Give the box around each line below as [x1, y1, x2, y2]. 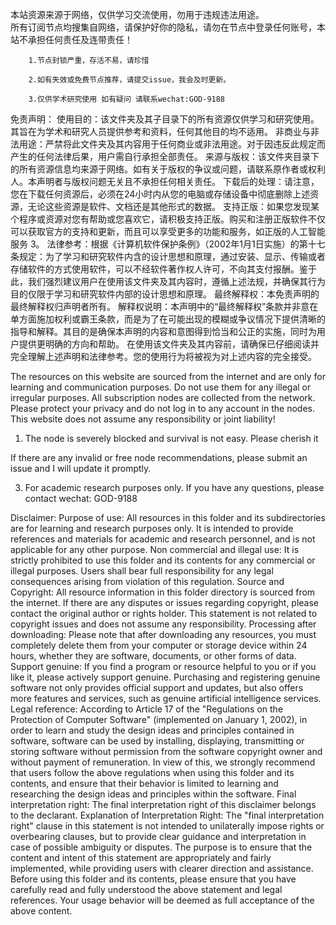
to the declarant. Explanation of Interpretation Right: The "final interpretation [10, 809, 325, 821]
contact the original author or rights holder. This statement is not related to [10, 608, 318, 619]
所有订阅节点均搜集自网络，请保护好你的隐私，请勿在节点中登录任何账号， [10, 21, 317, 33]
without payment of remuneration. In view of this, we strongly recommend [10, 756, 316, 768]
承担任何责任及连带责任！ [27, 34, 133, 45]
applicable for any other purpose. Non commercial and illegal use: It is [10, 544, 300, 555]
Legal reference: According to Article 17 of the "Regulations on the [10, 703, 284, 715]
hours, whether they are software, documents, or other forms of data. [10, 650, 297, 662]
